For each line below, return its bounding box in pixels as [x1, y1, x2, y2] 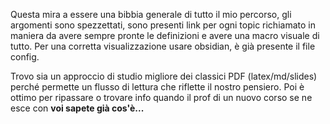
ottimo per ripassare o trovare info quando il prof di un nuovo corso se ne [10, 92, 313, 103]
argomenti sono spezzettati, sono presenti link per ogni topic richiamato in [10, 19, 316, 31]
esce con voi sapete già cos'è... [10, 102, 145, 114]
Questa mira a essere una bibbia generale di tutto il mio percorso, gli [10, 9, 292, 20]
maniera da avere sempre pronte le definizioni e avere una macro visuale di [10, 30, 320, 41]
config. [10, 51, 40, 63]
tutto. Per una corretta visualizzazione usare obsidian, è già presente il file [10, 40, 316, 52]
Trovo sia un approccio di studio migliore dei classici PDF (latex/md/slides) [10, 70, 318, 82]
